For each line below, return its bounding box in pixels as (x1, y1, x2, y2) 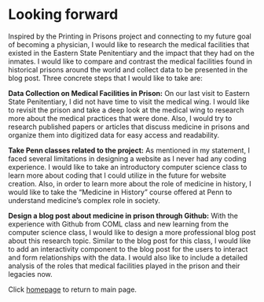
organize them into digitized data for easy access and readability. (8, 130, 220, 139)
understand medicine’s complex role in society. (8, 195, 161, 205)
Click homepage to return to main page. (8, 285, 137, 294)
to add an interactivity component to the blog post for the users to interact (8, 244, 248, 253)
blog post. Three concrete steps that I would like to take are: (8, 73, 203, 83)
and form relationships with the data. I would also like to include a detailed (8, 252, 248, 262)
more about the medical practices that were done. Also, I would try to (8, 113, 233, 123)
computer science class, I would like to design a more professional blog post (8, 227, 256, 237)
